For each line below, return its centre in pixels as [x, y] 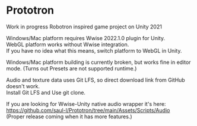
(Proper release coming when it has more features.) [69, 117]
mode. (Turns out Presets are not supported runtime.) [72, 68]
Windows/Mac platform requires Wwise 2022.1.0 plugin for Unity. [85, 38]
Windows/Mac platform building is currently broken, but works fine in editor [99, 62]
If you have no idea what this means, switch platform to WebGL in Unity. [94, 50]
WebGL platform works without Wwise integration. [68, 44]
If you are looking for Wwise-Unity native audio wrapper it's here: [86, 104]
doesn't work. [23, 86]
